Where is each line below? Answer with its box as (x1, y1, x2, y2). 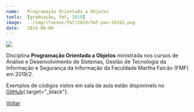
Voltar (6, 100, 21, 107)
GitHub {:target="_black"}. (6, 89, 69, 96)
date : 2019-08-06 (6, 25, 54, 31)
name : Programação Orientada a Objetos (6, 8, 109, 15)
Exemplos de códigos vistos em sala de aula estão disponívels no (6, 82, 165, 89)
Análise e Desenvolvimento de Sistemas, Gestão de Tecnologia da (6, 58, 166, 65)
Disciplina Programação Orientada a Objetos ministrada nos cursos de (6, 52, 179, 59)
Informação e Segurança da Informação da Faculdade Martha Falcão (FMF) (6, 65, 189, 72)
